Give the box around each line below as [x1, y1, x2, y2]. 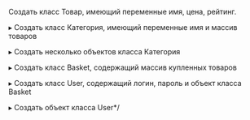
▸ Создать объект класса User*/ [8, 103, 121, 112]
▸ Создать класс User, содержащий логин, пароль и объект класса [8, 79, 242, 88]
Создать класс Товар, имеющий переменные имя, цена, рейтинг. [8, 7, 237, 16]
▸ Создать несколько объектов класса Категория [8, 47, 181, 56]
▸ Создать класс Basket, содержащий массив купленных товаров [8, 62, 238, 72]
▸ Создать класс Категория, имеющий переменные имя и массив [8, 23, 238, 32]
